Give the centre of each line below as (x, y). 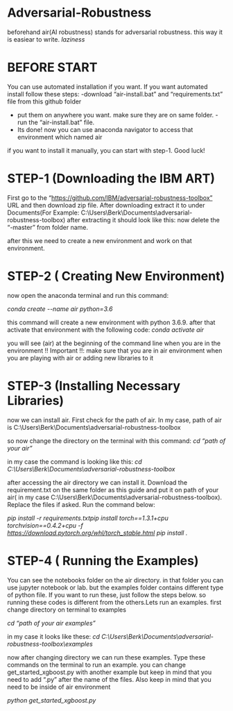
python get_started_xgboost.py (52, 700)
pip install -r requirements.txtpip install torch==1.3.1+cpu (88, 518)
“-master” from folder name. (48, 227)
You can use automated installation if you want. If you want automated (107, 86)
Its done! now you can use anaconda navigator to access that (105, 129)
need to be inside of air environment (59, 687)
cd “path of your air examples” (51, 623)
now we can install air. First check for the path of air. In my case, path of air (114, 420)
